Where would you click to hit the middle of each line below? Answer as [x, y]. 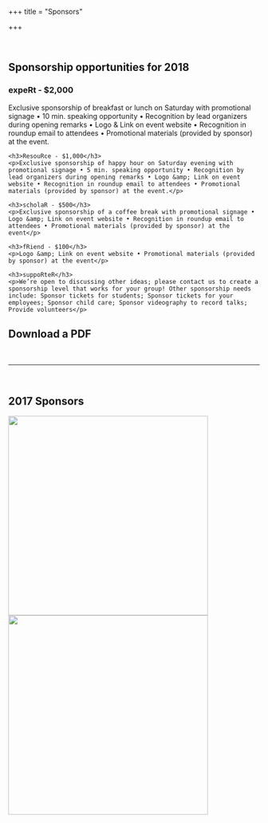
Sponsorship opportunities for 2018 [99, 67]
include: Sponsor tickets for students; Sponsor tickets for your [121, 295]
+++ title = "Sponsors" [45, 12]
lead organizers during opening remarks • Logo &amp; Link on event [124, 177]
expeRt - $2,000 [41, 90]
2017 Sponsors [46, 401]
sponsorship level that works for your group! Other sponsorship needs [130, 289]
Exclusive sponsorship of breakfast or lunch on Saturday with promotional [130, 108]
